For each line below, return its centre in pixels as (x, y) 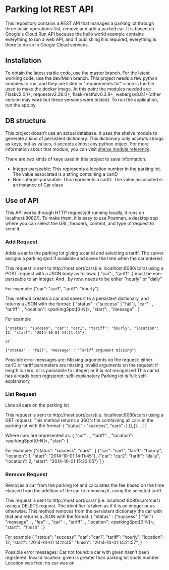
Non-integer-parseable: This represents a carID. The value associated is (88, 179)
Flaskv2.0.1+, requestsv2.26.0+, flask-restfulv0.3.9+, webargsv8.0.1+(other (83, 94)
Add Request (21, 242)
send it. (13, 229)
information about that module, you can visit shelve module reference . (78, 149)
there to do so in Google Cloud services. (47, 44)
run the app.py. (21, 105)
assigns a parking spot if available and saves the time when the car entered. (84, 258)
